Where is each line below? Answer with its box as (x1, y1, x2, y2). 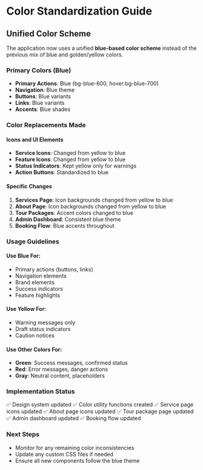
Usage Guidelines (6, 237, 59, 245)
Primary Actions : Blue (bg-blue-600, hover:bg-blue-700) (15, 80, 159, 87)
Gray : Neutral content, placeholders (15, 372, 105, 380)
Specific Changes (6, 183, 53, 190)
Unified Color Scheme (6, 29, 91, 39)
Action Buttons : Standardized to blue (15, 169, 109, 176)
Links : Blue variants (15, 99, 65, 107)
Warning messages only (15, 319, 76, 326)
